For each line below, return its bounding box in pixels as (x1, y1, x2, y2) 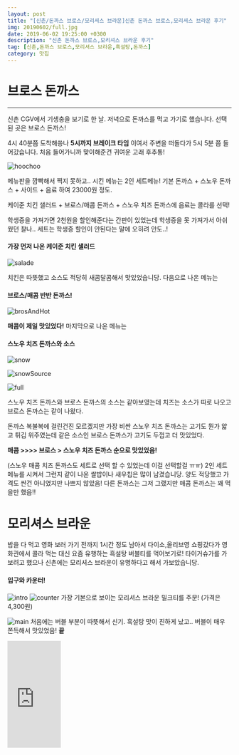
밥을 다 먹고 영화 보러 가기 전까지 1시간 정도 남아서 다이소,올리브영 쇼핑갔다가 (7, 541, 221, 549)
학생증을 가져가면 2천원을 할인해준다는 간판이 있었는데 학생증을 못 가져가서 (7, 215, 215, 224)
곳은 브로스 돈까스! (14, 123, 66, 132)
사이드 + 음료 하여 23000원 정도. (21, 185, 112, 194)
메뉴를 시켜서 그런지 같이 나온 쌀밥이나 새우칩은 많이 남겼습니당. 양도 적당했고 (7, 470, 222, 479)
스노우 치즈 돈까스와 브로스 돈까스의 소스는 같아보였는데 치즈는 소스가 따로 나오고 (7, 398, 232, 407)
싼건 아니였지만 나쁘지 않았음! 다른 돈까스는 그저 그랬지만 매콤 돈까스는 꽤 (20, 479, 224, 488)
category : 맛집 (7, 51, 50, 58)
